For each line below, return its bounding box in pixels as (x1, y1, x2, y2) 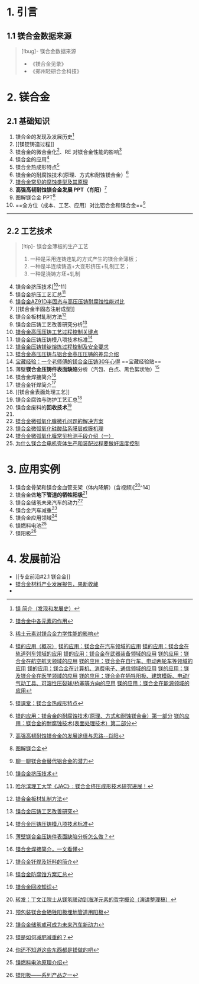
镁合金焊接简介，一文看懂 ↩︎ (15, 845, 84, 853)
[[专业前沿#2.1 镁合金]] (15, 573, 71, 581)
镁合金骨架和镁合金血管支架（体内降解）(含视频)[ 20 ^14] (15, 482, 151, 491)
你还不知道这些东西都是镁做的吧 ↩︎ (15, 946, 99, 954)
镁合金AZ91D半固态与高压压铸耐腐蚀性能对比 (15, 298, 125, 305)
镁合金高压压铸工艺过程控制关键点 (15, 328, 99, 335)
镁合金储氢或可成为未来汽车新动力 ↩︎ (15, 921, 105, 928)
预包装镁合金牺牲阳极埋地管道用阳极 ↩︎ (15, 909, 110, 916)
